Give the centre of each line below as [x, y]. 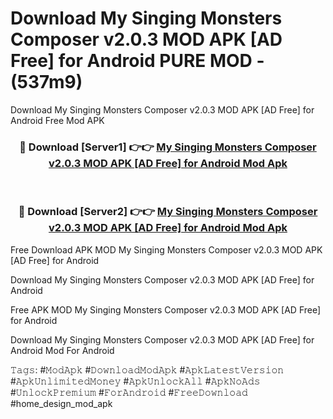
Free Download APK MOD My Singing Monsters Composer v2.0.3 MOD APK [166, 249]
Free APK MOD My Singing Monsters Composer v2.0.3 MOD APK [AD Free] [166, 309]
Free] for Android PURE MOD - [137, 61]
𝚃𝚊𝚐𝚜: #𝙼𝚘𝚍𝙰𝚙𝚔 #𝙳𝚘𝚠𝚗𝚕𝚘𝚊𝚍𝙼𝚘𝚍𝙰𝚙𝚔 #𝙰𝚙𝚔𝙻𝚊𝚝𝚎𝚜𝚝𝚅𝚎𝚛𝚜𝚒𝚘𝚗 [147, 369]
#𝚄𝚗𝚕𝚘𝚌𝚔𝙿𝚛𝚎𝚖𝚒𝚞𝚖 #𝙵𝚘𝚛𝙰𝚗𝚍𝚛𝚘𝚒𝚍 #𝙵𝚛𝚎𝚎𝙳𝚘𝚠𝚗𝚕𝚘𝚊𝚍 [129, 392]
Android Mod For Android [62, 350]
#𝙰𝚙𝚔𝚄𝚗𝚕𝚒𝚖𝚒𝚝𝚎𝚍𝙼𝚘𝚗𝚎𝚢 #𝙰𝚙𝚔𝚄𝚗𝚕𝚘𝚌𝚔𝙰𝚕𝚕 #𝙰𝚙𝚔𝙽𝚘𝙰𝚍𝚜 [135, 381]
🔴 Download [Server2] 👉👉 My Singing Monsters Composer [168, 212]
